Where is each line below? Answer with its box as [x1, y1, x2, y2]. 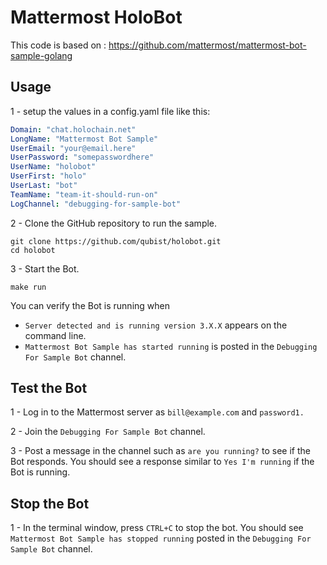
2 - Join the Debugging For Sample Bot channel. [10, 426, 206, 438]
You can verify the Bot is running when [10, 299, 170, 311]
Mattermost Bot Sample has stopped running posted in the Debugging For [10, 532, 312, 545]
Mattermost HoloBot [10, 6, 183, 29]
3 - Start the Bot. [10, 262, 80, 275]
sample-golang [10, 49, 73, 61]
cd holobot [10, 245, 56, 255]
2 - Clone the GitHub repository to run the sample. [10, 217, 218, 229]
